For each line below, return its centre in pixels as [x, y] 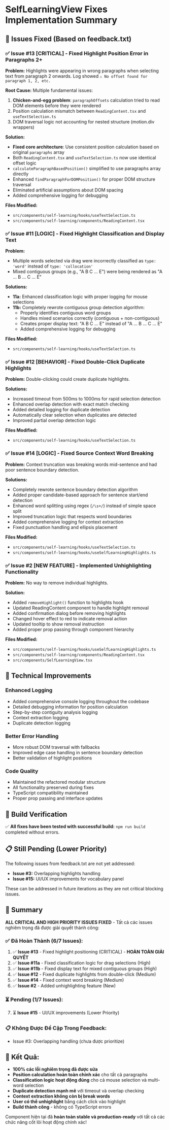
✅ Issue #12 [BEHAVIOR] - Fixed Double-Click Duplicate [75, 362]
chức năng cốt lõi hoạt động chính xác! [46, 1122]
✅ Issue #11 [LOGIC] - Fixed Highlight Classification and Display [85, 234]
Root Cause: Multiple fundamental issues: [49, 90]
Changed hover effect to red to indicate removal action [70, 619]
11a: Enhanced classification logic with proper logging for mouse [80, 297]
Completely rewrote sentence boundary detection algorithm [75, 489]
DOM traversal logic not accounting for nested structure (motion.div [83, 122]
